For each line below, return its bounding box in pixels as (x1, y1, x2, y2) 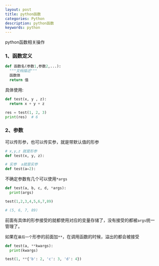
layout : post (5, 7, 32, 12)
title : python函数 (5, 12, 41, 17)
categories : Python (5, 16, 45, 21)
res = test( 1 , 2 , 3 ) (5, 110, 47, 115)
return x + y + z (9, 101, 45, 106)
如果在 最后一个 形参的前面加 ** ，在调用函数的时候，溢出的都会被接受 (5, 233, 139, 239)
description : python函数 (5, 20, 54, 26)
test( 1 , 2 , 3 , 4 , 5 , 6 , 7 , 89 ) (5, 199, 54, 204)
